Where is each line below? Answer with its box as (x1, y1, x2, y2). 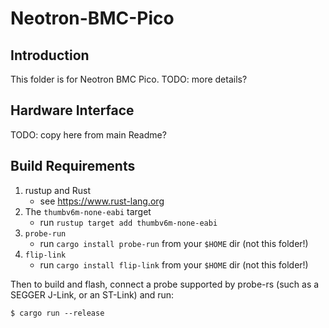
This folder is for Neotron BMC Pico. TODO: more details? (10, 73, 248, 85)
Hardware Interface (10, 102, 135, 119)
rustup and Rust (24, 184, 92, 196)
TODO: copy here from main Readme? (10, 128, 167, 141)
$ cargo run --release (10, 308, 105, 318)
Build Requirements (10, 158, 136, 175)
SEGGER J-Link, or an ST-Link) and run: (10, 288, 175, 301)
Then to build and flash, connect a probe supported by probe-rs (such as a (10, 278, 320, 290)
